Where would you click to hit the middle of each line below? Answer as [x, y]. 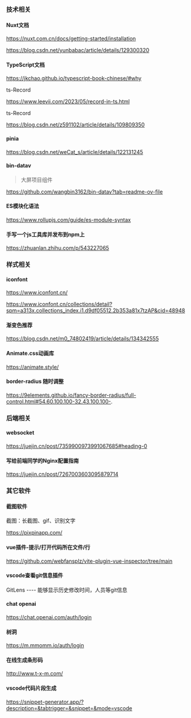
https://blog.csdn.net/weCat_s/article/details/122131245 [75, 152]
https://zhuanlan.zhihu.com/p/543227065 [58, 248]
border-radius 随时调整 [35, 381]
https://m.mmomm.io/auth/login [45, 645]
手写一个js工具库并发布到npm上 [45, 234]
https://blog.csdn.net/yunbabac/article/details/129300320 [78, 50]
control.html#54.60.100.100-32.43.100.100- [59, 401]
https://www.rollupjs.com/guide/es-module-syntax [69, 219]
